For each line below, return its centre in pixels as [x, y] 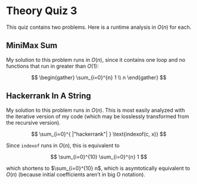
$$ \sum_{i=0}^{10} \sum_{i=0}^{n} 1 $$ [99, 156]
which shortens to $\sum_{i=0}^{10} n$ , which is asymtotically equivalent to [98, 168]
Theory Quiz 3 [42, 11]
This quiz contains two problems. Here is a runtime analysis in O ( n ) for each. [99, 27]
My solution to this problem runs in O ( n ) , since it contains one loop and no [96, 59]
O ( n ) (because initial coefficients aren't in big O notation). [76, 174]
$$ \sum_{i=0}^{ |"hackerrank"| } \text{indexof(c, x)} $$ [99, 134]
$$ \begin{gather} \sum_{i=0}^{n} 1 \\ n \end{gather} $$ [99, 77]
